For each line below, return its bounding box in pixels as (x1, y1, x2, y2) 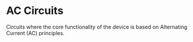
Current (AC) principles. (6, 29, 65, 36)
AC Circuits (6, 4, 64, 17)
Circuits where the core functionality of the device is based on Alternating (6, 23, 188, 30)
